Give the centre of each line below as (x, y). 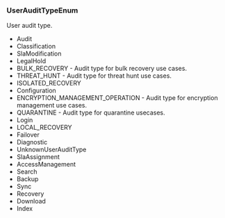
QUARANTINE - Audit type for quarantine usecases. (91, 112)
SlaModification (39, 53)
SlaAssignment (38, 157)
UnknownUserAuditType (51, 150)
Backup (27, 179)
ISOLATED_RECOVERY (49, 83)
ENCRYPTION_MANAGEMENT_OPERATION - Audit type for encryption (117, 98)
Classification (36, 47)
